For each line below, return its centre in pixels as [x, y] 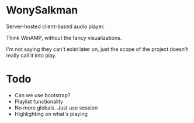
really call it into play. [31, 55]
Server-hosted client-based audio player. [56, 26]
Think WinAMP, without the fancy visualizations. [64, 37]
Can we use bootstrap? [42, 95]
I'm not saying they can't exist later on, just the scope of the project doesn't [97, 49]
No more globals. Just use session [56, 107]
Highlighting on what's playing [51, 114]
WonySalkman [42, 10]
